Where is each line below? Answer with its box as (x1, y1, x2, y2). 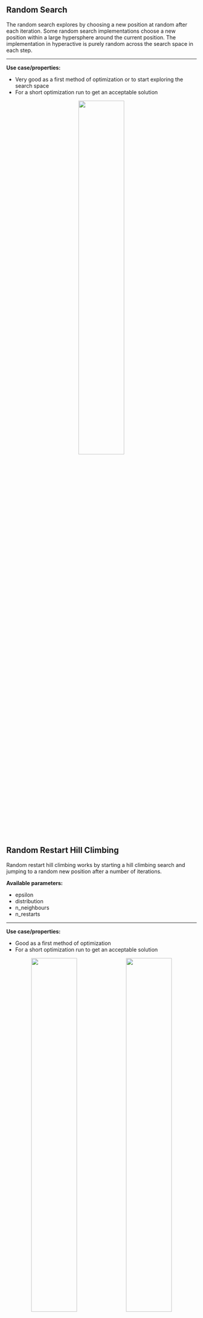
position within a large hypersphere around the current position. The (6, 33, 176, 41)
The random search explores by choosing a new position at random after (6, 21, 187, 28)
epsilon (14, 891, 34, 898)
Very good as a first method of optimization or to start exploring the (14, 76, 184, 83)
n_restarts (14, 910, 40, 918)
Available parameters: (6, 879, 63, 886)
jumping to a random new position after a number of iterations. (6, 868, 162, 875)
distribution (14, 897, 44, 904)
